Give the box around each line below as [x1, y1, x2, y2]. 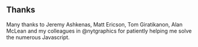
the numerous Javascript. [6, 33, 70, 41]
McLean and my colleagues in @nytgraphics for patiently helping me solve [6, 27, 192, 34]
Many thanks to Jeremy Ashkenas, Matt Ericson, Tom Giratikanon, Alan [6, 20, 183, 28]
